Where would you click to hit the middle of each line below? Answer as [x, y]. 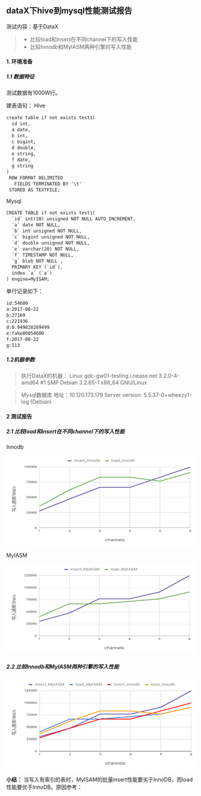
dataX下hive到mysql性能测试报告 [69, 11]
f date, [21, 160]
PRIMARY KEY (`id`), [37, 267]
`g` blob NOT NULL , [37, 261]
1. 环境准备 [20, 61]
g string [23, 166]
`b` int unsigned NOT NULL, [47, 231]
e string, [24, 154]
